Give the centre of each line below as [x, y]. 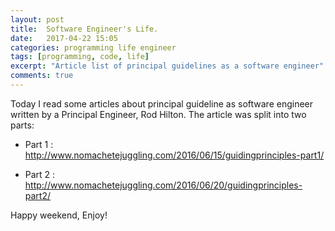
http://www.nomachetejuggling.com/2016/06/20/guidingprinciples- [163, 185]
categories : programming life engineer [93, 47]
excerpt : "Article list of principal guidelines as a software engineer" [167, 66]
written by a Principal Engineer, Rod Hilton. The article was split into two [158, 114]
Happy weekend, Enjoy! [59, 215]
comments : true [42, 76]
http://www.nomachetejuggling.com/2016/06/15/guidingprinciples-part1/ [174, 155]
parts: [22, 125]
